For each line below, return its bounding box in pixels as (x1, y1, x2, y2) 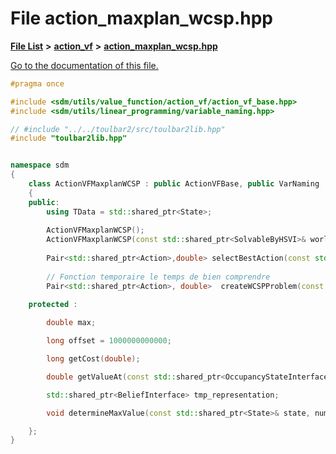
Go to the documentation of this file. (10, 59, 159, 71)
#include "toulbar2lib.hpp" (10, 133, 128, 144)
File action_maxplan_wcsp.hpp (10, 7, 273, 30)
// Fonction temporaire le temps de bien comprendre (46, 272, 271, 282)
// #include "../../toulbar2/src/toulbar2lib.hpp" (10, 124, 226, 134)
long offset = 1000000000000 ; (46, 336, 172, 346)
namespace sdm (10, 160, 70, 171)
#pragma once (10, 78, 65, 89)
